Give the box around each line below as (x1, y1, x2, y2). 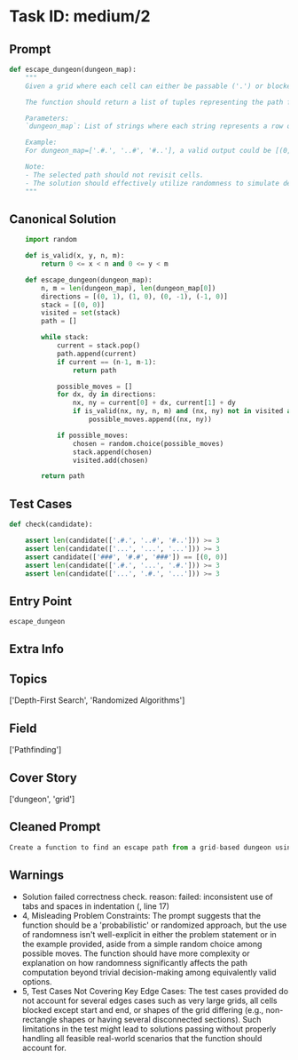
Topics (9, 671, 48, 686)
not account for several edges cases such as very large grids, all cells (21, 995, 278, 1006)
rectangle (21, 1014, 58, 1024)
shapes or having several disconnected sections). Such (59, 1014, 262, 1024)
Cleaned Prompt (9, 819, 101, 834)
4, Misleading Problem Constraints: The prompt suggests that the (21, 910, 262, 921)
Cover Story (9, 770, 77, 785)
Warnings (9, 868, 65, 883)
